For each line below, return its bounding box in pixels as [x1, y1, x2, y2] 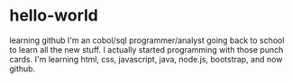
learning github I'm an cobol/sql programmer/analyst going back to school [9, 35, 285, 46]
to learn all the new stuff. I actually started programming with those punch [9, 44, 284, 54]
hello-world [9, 5, 99, 26]
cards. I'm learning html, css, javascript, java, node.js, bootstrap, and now [9, 54, 283, 64]
